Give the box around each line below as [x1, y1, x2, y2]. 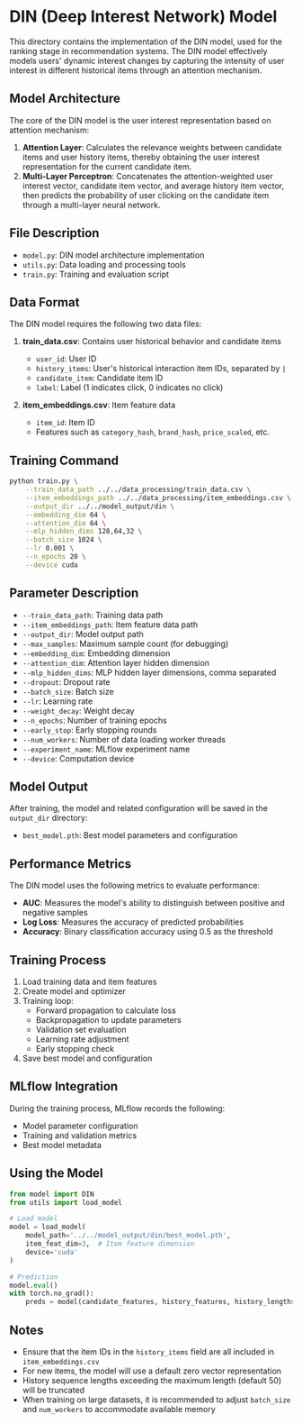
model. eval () [9, 1281, 58, 1290]
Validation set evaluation [35, 1025, 127, 1035]
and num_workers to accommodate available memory [22, 1404, 216, 1414]
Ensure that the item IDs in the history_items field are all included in [22, 1346, 274, 1357]
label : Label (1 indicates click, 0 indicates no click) [35, 382, 224, 393]
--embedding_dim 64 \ [25, 510, 106, 519]
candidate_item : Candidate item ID [35, 372, 164, 384]
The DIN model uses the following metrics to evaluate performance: [9, 880, 261, 891]
